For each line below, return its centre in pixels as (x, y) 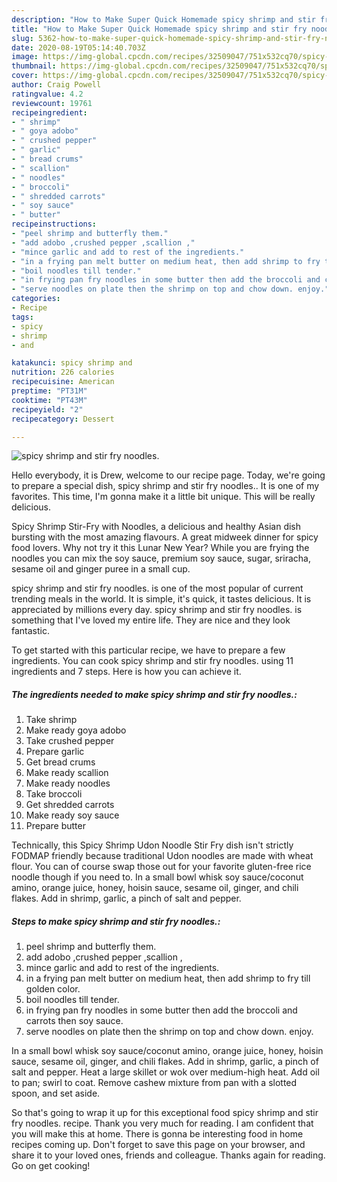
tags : (22, 317)
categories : (36, 299)
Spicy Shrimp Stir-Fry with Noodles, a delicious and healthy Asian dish (156, 527)
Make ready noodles (68, 783)
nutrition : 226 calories (63, 372)
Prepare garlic (55, 752)
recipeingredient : (49, 112)
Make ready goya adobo (76, 730)
